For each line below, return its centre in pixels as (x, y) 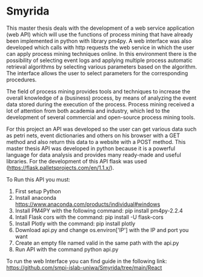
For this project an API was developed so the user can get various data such (101, 129)
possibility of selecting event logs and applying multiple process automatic (99, 60)
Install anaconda (35, 197)
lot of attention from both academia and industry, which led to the (88, 111)
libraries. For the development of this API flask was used (77, 161)
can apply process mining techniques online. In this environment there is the (101, 53)
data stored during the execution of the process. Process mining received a (101, 104)
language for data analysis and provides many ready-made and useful (94, 155)
